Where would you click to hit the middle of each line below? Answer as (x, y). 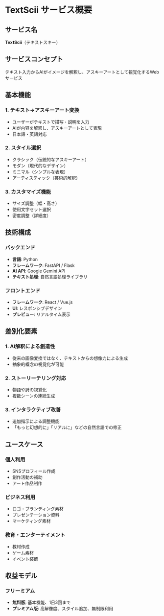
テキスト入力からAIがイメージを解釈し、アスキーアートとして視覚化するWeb (82, 72)
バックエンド (20, 248)
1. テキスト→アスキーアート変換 (42, 110)
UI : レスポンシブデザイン (37, 308)
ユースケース (24, 444)
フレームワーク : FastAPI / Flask (43, 265)
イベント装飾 (25, 559)
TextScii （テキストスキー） (33, 42)
